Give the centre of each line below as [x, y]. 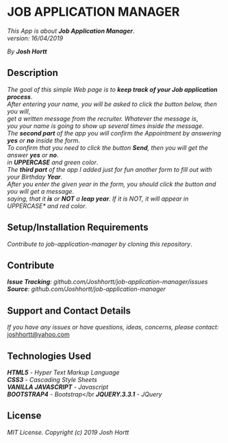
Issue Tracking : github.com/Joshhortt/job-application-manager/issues [107, 282]
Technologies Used [49, 356]
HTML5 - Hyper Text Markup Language [63, 372]
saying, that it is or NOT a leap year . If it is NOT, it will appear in [98, 199]
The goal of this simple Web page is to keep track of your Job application [112, 89]
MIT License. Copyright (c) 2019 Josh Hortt [68, 432]
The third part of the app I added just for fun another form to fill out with [110, 169]
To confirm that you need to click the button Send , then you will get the [108, 147]
